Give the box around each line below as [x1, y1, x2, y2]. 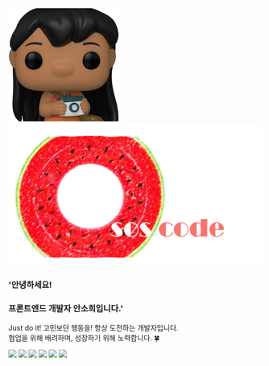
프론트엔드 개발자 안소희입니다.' [8, 303, 123, 315]
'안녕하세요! [8, 279, 52, 290]
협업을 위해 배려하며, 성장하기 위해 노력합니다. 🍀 [8, 333, 160, 343]
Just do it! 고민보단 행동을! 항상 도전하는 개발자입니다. [8, 323, 179, 332]
